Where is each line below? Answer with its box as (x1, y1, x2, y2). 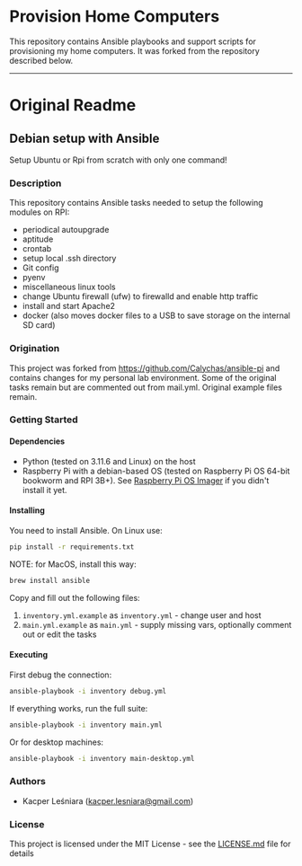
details (9, 848, 34, 859)
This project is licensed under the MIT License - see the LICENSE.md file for (9, 838, 291, 850)
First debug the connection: (9, 669, 112, 680)
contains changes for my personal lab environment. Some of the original (9, 372, 277, 383)
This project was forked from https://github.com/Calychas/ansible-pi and (9, 362, 280, 374)
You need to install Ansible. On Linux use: (9, 525, 164, 535)
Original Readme (9, 95, 137, 116)
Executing (9, 649, 49, 660)
